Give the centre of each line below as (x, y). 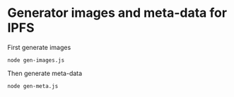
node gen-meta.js (33, 86)
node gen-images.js (36, 60)
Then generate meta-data (45, 73)
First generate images (39, 47)
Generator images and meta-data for (117, 13)
